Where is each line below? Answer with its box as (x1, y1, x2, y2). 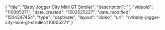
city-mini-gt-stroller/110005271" (5, 19, 71, 25)
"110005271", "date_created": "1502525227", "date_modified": (5, 9, 132, 15)
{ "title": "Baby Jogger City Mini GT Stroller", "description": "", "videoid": (5, 4, 153, 10)
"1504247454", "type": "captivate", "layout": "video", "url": (5, 15, 125, 20)
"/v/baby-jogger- (126, 15, 161, 20)
